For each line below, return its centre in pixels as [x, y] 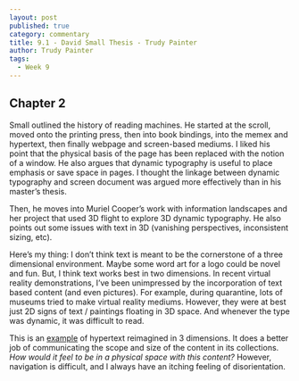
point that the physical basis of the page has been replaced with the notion [147, 153]
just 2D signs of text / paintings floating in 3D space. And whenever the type [149, 311]
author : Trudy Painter [51, 51]
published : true [39, 26]
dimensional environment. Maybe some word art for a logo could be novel [145, 263]
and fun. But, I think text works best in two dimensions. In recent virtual [140, 273]
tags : [19, 59]
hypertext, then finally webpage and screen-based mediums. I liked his [140, 144]
